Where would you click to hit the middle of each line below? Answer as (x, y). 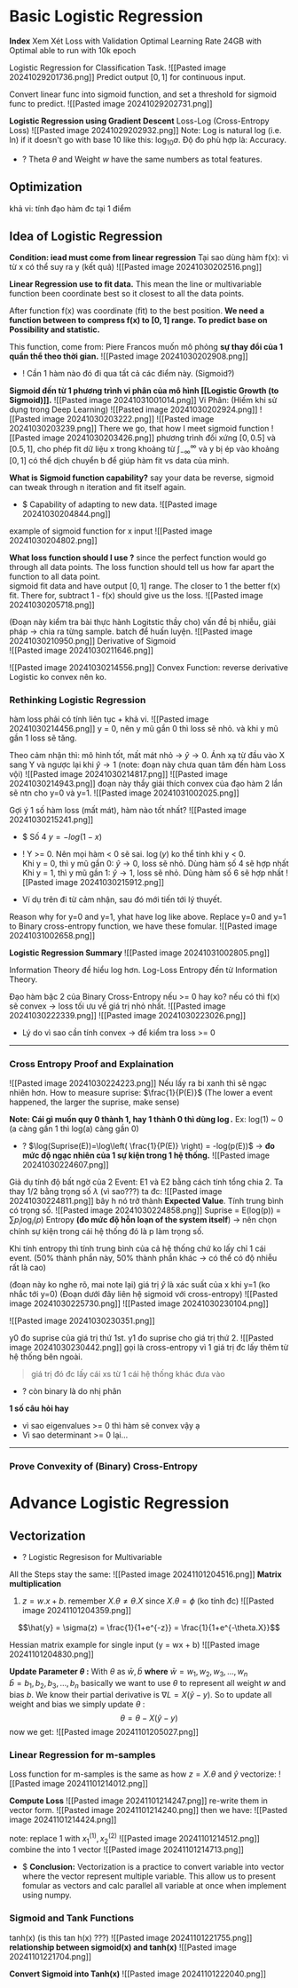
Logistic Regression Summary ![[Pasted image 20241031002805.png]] (140, 953)
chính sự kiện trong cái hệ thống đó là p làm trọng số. (106, 1232)
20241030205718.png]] (52, 605)
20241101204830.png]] (52, 1654)
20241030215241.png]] (51, 820)
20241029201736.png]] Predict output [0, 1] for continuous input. (128, 76)
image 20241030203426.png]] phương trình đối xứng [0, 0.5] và (159, 438)
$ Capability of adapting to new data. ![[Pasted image (119, 504)
